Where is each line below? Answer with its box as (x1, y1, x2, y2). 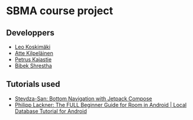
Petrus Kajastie (14, 56, 52, 63)
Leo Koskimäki (14, 43, 51, 50)
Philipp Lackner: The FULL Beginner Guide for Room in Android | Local (14, 101, 187, 108)
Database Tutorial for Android (14, 108, 87, 115)
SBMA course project (6, 4, 114, 18)
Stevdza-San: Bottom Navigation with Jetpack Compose (14, 95, 153, 102)
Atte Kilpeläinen (14, 50, 53, 57)
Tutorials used (6, 79, 60, 89)
